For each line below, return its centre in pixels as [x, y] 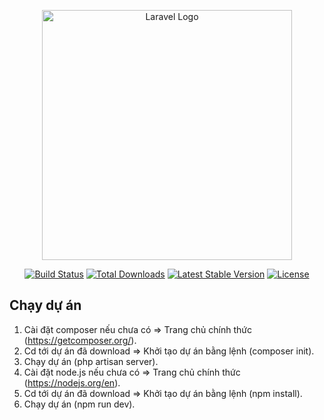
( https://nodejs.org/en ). [72, 382]
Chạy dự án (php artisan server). [91, 361]
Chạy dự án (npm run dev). [79, 404]
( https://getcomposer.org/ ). [80, 340]
